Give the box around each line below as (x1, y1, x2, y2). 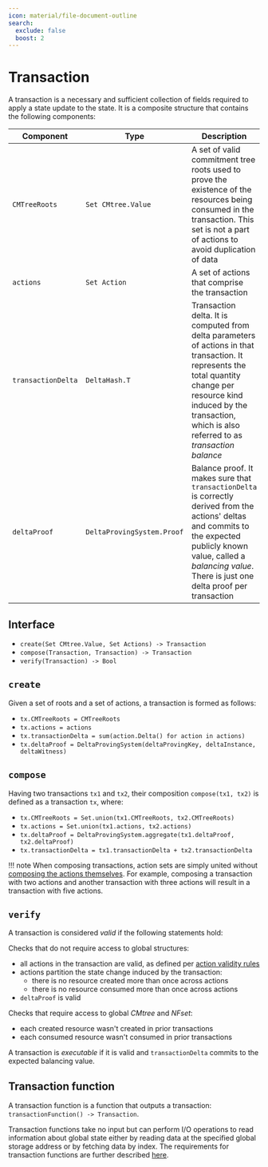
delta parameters (191, 330, 256, 341)
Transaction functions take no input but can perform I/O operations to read (8, 1125, 254, 1134)
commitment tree (191, 154, 256, 165)
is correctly (191, 490, 234, 502)
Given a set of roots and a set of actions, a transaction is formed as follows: (8, 698, 257, 708)
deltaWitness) (19, 748, 67, 756)
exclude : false (15, 26, 66, 34)
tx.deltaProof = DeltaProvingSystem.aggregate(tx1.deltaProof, (19, 831, 235, 839)
